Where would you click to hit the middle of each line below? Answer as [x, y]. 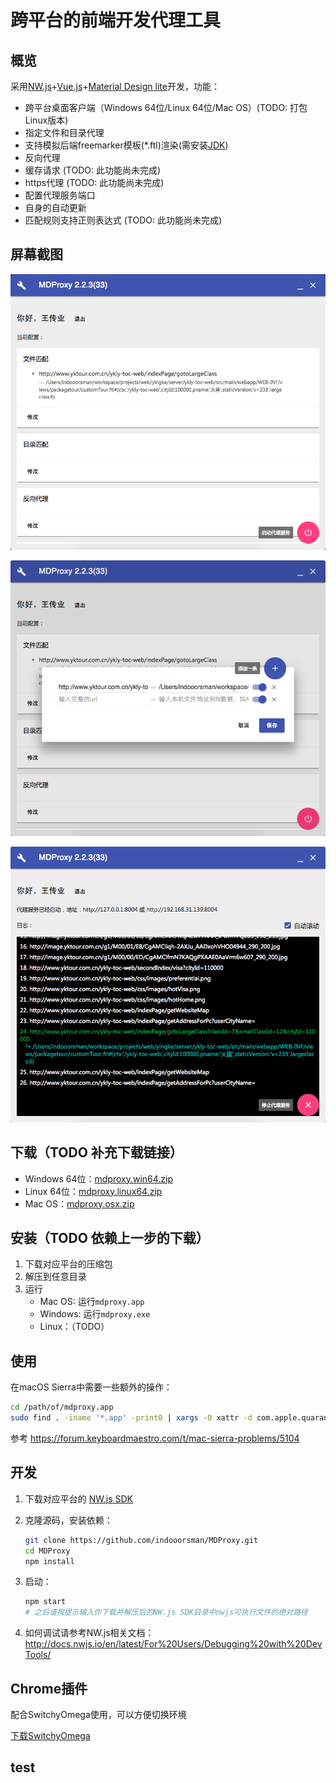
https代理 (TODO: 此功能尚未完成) [94, 182]
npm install [49, 1561]
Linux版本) [46, 120]
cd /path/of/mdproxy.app [62, 1407]
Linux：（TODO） [74, 1327]
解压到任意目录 [55, 1277]
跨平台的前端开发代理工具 [116, 20]
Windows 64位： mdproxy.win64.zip [99, 1178]
